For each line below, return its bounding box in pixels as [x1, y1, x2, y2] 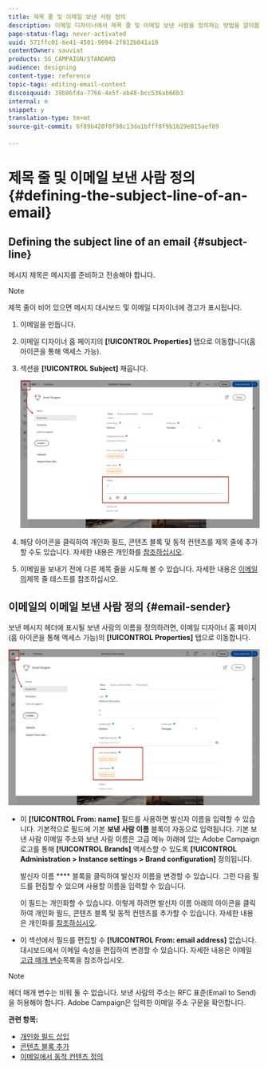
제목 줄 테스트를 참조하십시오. [26, 575, 118, 584]
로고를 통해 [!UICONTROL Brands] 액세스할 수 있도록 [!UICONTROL [19, 844, 238, 854]
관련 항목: [8, 1015, 38, 1024]
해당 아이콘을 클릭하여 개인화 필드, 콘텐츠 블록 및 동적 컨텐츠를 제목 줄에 [19, 537, 243, 547]
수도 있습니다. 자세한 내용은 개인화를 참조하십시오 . [28, 547, 184, 557]
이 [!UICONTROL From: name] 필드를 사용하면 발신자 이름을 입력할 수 [19, 814, 241, 823]
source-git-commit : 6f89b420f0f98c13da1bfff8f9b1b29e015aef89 [8, 122, 219, 131]
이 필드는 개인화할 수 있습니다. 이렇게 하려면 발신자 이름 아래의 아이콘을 [19, 898, 242, 907]
